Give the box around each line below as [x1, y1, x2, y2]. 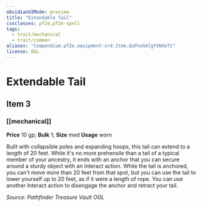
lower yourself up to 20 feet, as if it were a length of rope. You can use [6, 175, 184, 183]
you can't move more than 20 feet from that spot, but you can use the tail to [6, 169, 197, 176]
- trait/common [12, 37, 50, 43]
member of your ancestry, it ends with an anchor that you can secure [6, 156, 180, 163]
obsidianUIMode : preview [6, 9, 69, 15]
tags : [6, 26, 20, 32]
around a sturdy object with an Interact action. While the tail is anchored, [6, 162, 189, 169]
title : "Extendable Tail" [6, 15, 72, 21]
